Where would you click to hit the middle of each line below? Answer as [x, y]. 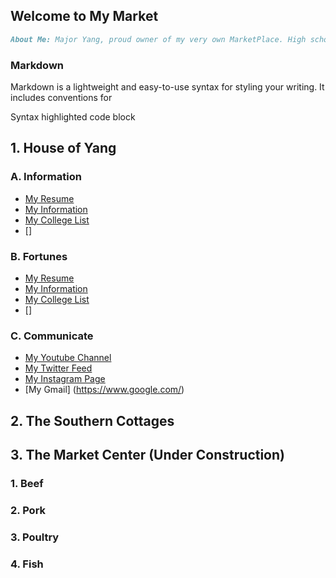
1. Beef [27, 483]
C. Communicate [52, 336]
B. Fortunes [39, 256]
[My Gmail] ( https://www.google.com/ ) [104, 390]
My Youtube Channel [68, 358]
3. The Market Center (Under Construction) [147, 455]
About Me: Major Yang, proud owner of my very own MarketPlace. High [158, 39]
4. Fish [27, 564]
